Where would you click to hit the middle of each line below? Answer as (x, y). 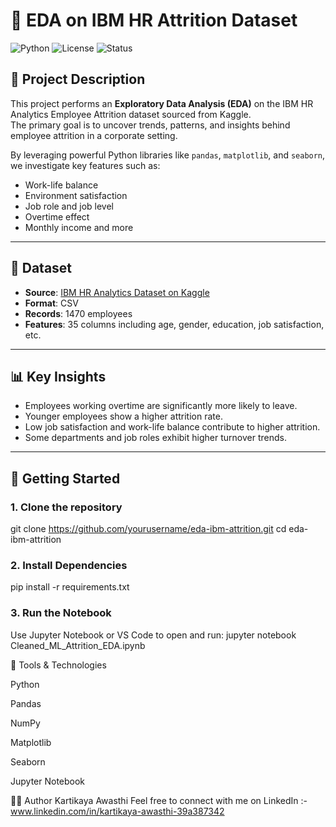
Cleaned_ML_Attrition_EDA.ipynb (78, 645)
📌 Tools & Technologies (58, 665)
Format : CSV (51, 303)
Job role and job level (69, 206)
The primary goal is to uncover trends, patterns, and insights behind (150, 125)
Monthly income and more (79, 227)
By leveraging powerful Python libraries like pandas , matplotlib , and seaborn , (168, 155)
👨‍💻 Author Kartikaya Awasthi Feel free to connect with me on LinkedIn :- (159, 800)
